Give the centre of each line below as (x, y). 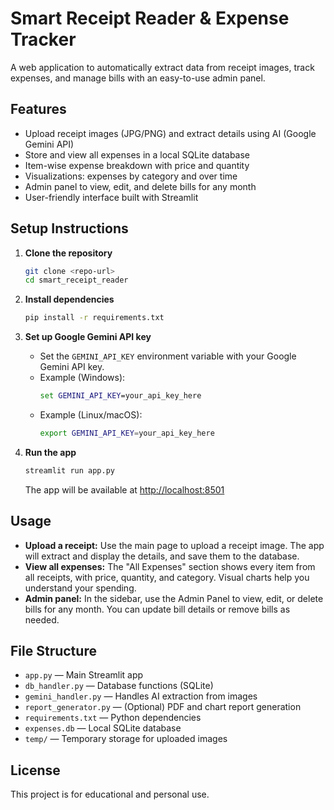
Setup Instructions (69, 228)
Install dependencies (69, 299)
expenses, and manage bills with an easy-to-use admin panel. (138, 78)
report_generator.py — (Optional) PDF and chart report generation (163, 707)
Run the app (50, 452)
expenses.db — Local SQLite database (103, 728)
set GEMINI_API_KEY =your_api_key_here (120, 396)
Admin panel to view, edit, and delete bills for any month (140, 186)
